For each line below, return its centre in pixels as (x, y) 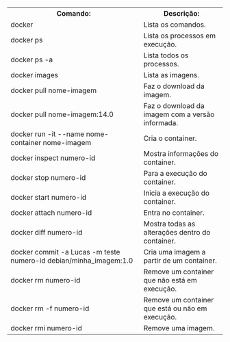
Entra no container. (174, 213)
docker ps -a (32, 60)
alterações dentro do (177, 232)
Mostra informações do (181, 154)
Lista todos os (166, 55)
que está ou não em (175, 308)
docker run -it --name (48, 134)
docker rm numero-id (46, 280)
